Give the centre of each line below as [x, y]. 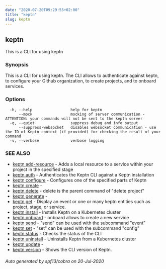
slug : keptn [18, 19]
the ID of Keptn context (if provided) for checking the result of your [83, 132]
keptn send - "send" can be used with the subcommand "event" [79, 223]
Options [15, 100]
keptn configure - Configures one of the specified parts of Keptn [79, 180]
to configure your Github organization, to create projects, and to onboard [81, 81]
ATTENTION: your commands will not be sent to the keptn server [74, 119]
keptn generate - [30, 196]
